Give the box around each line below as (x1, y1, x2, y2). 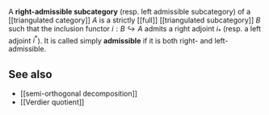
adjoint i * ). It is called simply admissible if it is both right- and (8, 34, 213, 45)
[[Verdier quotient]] (19, 97, 85, 107)
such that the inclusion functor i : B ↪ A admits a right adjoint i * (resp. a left (8, 24, 261, 35)
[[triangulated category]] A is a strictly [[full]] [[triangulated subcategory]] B (8, 15, 261, 25)
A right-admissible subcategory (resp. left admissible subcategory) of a (8, 7, 251, 16)
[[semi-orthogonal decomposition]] (19, 88, 138, 99)
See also (8, 68, 53, 81)
